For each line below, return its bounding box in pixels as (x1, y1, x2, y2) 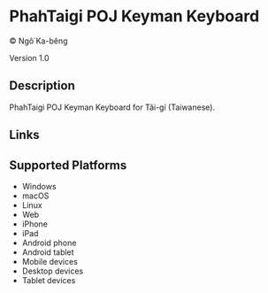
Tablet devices (21, 274, 76, 285)
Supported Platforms (9, 158, 127, 173)
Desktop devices (21, 266, 84, 276)
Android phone (21, 237, 77, 248)
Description (9, 78, 75, 94)
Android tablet (21, 246, 74, 258)
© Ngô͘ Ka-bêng (9, 35, 68, 46)
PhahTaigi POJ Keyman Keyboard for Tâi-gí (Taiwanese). (9, 102, 215, 112)
